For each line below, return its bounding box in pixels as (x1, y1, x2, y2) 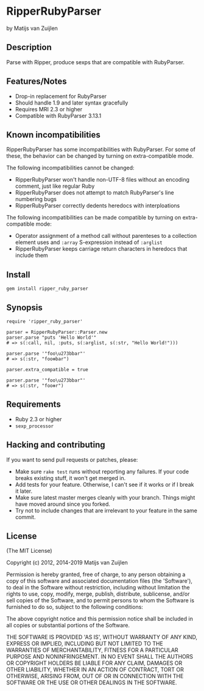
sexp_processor (15, 423, 54, 429)
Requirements (6, 399, 61, 410)
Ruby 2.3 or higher (15, 415, 62, 423)
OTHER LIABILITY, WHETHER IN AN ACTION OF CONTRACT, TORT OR (6, 666, 184, 673)
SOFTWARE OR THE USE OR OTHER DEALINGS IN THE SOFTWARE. (6, 679, 177, 686)
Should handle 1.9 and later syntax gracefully (15, 99, 128, 106)
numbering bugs (15, 196, 57, 203)
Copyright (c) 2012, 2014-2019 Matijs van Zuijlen (6, 559, 128, 566)
